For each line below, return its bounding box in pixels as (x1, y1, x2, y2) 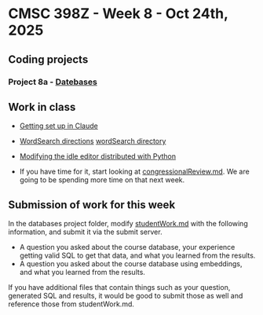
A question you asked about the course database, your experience (19, 243, 236, 252)
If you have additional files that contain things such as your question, (8, 283, 231, 292)
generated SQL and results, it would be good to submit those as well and (8, 291, 243, 301)
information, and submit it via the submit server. (8, 227, 163, 236)
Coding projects (8, 53, 89, 66)
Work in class (8, 100, 76, 114)
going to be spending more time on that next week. (19, 175, 185, 185)
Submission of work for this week (8, 198, 176, 211)
